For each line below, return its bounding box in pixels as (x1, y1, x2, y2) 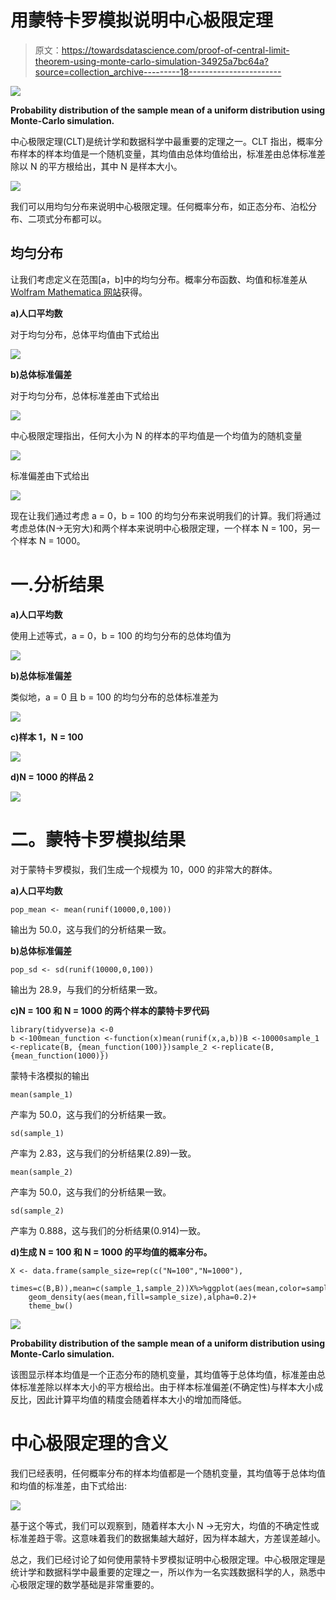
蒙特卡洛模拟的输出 (10, 1069, 90, 1081)
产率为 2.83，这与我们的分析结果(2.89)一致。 (10, 1147, 197, 1159)
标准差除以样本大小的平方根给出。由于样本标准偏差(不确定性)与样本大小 (18, 1381, 315, 1393)
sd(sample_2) (10, 1206, 65, 1216)
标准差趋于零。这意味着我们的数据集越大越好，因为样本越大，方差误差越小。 (10, 1532, 326, 1544)
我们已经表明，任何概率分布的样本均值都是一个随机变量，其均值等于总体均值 (10, 1467, 326, 1479)
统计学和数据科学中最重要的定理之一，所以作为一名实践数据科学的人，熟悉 (10, 1566, 317, 1578)
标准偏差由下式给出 (10, 469, 90, 481)
